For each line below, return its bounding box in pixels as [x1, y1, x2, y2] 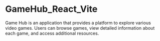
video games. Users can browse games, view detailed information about [5, 25, 155, 31]
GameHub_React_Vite [5, 3, 98, 15]
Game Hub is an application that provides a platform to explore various [5, 20, 151, 26]
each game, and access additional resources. [5, 30, 99, 36]
